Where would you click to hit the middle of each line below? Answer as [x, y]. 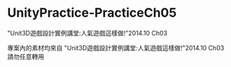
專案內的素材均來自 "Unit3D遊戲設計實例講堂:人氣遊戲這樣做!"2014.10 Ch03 [116, 47]
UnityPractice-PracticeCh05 [92, 13]
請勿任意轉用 [26, 57]
